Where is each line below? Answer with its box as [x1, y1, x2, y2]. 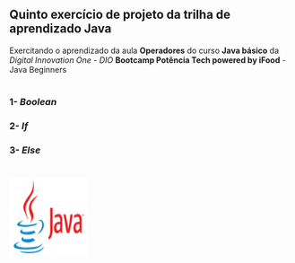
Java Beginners [9, 64, 67, 75]
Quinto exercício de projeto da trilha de [9, 7, 231, 22]
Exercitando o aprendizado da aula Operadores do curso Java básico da [9, 45, 280, 56]
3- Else [9, 144, 41, 156]
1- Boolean [9, 96, 57, 108]
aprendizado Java [9, 22, 112, 37]
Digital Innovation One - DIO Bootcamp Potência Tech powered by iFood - [9, 54, 287, 66]
